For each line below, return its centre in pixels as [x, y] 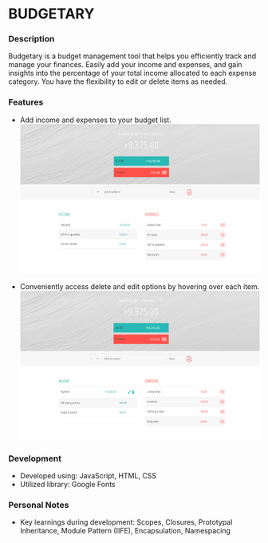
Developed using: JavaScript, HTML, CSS [88, 476]
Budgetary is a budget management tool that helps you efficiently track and [132, 56]
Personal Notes [39, 505]
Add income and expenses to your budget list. [95, 120]
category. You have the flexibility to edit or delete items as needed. [118, 81]
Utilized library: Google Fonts [67, 485]
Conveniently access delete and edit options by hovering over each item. [140, 286]
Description [32, 39]
